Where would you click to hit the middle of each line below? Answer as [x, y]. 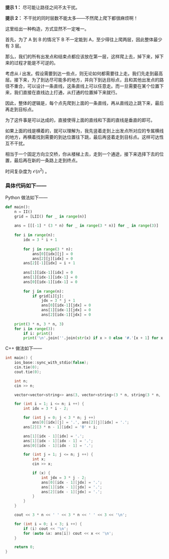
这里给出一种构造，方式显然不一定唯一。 [47, 29]
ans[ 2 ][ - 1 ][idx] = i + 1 [49, 263]
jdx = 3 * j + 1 [58, 301]
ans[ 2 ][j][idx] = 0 [52, 258]
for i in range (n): [35, 235]
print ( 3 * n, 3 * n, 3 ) [39, 324]
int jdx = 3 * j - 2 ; [64, 477]
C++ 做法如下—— [24, 348]
